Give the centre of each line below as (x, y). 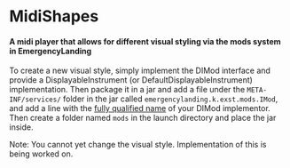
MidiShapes (54, 16)
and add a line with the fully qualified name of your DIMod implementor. (140, 108)
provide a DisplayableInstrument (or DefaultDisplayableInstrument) (131, 80)
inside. (21, 127)
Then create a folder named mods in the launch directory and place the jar (143, 118)
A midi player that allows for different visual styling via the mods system (145, 41)
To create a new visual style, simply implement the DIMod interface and (140, 71)
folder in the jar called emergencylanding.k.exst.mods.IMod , (171, 99)
